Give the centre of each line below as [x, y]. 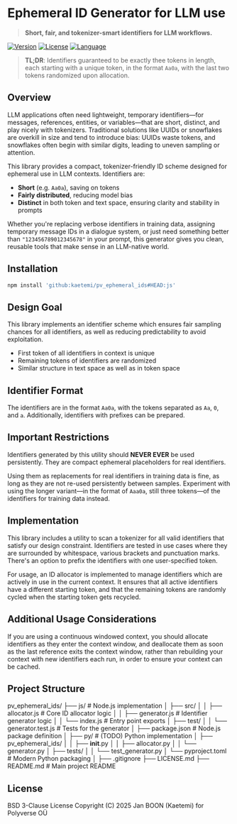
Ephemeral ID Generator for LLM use [116, 13]
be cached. [24, 666]
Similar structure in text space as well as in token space [99, 368]
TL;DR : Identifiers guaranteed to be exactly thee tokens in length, [120, 60]
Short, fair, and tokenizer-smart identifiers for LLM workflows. [118, 33]
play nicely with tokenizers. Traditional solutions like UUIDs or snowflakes [115, 130]
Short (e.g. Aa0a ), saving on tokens [68, 187]
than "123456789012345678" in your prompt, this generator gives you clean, [116, 238]
